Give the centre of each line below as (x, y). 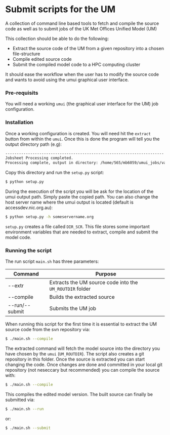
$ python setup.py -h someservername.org (50, 217)
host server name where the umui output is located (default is (70, 202)
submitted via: (20, 400)
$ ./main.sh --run (25, 409)
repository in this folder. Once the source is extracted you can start (75, 359)
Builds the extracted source (82, 297)
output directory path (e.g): (34, 144)
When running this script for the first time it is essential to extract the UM (81, 324)
